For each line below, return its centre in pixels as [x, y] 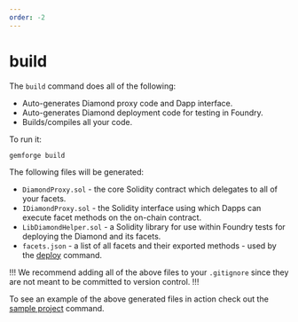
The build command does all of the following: [93, 86]
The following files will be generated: [77, 172]
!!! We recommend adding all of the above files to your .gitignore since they [149, 272]
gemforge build [37, 155]
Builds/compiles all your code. [77, 122]
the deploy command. [62, 255]
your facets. [44, 198]
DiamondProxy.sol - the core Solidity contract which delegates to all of [149, 189]
